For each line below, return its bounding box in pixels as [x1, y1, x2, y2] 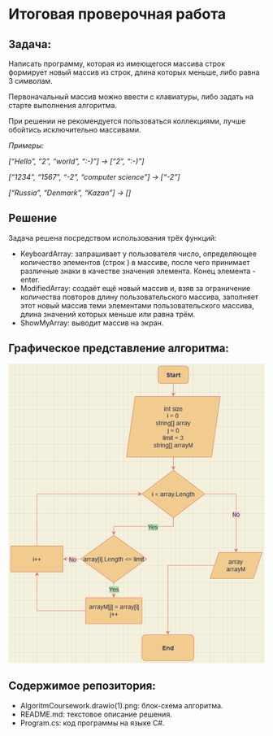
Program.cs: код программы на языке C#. [19, 717, 165, 728]
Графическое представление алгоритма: [8, 342, 229, 355]
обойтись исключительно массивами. [8, 125, 141, 134]
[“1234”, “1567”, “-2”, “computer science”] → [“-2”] [8, 172, 180, 181]
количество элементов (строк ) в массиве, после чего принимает [19, 257, 250, 267]
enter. [19, 274, 41, 285]
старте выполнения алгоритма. [8, 101, 118, 110]
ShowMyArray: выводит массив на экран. [19, 318, 164, 328]
